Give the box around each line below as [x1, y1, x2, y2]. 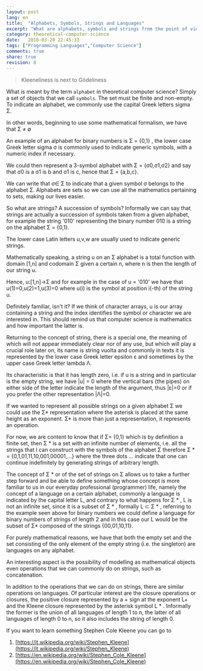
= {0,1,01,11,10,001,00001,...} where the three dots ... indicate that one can [6, 452, 187, 460]
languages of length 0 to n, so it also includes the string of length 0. [6, 615, 175, 622]
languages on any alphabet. [6, 546, 76, 554]
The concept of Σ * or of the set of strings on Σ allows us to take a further [6, 470, 190, 478]
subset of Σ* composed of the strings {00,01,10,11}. [6, 522, 134, 529]
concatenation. [6, 571, 44, 578]
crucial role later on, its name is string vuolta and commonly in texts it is [6, 346, 185, 354]
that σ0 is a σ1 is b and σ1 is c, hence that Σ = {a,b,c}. [6, 168, 139, 175]
